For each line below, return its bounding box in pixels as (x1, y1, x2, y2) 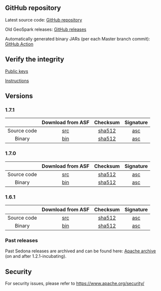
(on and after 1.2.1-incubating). (5, 253, 67, 259)
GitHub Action (5, 41, 33, 47)
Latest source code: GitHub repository (5, 17, 82, 22)
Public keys (5, 68, 28, 74)
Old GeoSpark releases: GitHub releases (5, 26, 87, 32)
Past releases (5, 237, 38, 244)
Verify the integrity (5, 55, 65, 64)
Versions (5, 92, 33, 100)
